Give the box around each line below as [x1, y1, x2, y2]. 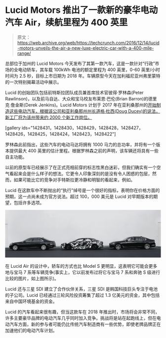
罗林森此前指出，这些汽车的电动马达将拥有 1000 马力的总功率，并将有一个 [5, 142, 157, 147]
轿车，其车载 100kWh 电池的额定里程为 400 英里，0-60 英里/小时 [26, 66, 161, 72]
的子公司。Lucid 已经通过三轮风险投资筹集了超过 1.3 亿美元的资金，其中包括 [5, 292, 160, 298]
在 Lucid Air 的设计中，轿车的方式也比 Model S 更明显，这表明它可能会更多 [5, 263, 158, 269]
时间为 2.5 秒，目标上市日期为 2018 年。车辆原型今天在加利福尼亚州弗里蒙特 [5, 73, 161, 79]
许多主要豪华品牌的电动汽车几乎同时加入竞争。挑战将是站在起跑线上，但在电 [5, 315, 161, 321]
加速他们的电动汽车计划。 [5, 327, 57, 333]
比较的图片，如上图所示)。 [5, 275, 59, 281]
